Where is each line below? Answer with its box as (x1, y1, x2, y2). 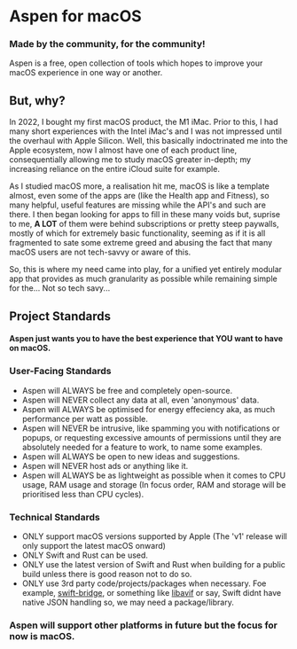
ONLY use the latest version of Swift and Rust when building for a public (21, 559, 286, 569)
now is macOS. (9, 629, 75, 642)
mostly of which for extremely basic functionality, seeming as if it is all (9, 228, 266, 238)
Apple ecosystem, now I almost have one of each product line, (9, 145, 238, 156)
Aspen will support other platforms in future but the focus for (9, 619, 277, 631)
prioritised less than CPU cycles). (21, 489, 145, 499)
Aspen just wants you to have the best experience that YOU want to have (9, 333, 284, 344)
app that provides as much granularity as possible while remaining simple (9, 273, 277, 285)
